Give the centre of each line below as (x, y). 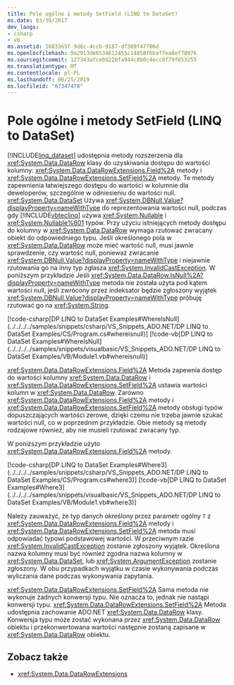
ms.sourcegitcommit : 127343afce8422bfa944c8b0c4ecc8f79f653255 (102, 60)
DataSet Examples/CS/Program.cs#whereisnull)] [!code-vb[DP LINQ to (110, 334)
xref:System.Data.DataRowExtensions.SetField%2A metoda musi (101, 531)
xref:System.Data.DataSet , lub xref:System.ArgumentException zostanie (112, 561)
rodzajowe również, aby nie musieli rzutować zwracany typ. (94, 430)
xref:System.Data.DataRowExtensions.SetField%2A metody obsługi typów (115, 408)
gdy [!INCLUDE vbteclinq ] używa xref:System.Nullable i (87, 215)
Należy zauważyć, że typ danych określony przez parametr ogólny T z (109, 516)
